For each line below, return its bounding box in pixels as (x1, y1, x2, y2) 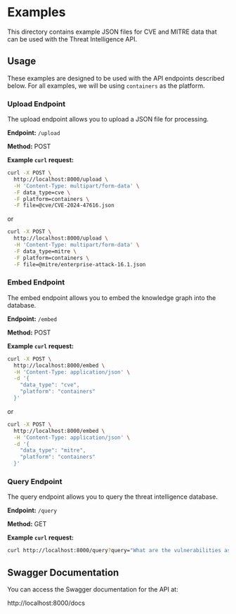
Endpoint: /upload (7, 129, 60, 137)
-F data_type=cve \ (13, 189, 71, 196)
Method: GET (7, 520, 47, 528)
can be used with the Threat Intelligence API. (7, 34, 138, 43)
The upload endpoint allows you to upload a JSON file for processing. (7, 115, 209, 124)
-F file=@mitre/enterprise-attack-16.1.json (13, 261, 146, 268)
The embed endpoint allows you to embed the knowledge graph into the (7, 293, 216, 302)
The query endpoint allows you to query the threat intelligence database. (7, 492, 218, 501)
